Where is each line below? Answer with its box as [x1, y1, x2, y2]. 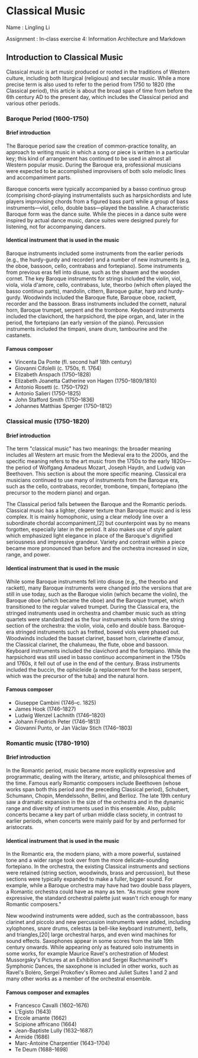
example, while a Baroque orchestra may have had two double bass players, [6, 882, 192, 889]
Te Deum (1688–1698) [14, 1046, 69, 1053]
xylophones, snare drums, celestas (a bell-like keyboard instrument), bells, [6, 925, 188, 932]
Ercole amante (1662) [14, 1015, 67, 1022]
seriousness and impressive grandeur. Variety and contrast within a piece [6, 538, 185, 546]
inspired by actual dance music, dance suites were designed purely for [6, 216, 178, 223]
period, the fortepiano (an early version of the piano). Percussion [6, 319, 164, 327]
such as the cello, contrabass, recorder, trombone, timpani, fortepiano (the [6, 483, 188, 490]
